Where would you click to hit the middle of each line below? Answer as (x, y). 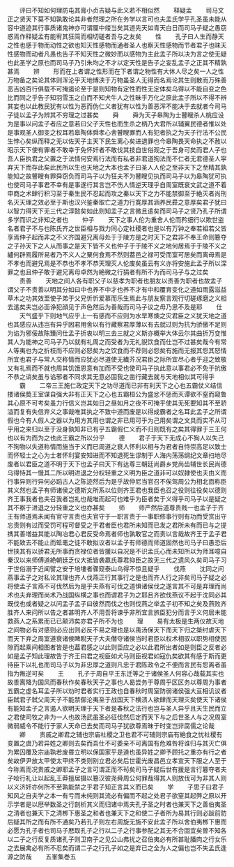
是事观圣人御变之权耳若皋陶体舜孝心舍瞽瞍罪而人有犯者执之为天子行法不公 (114, 132)
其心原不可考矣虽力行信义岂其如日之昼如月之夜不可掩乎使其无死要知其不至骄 (117, 403)
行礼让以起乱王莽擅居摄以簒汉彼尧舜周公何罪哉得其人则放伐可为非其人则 (123, 778)
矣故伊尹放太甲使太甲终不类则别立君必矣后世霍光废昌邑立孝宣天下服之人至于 (117, 761)
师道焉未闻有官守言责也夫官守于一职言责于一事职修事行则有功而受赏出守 (123, 516)
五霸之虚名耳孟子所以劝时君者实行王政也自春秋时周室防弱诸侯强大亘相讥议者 (117, 691)
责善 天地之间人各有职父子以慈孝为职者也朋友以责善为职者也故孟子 (121, 281)
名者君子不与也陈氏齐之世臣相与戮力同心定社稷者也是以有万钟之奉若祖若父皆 (117, 228)
